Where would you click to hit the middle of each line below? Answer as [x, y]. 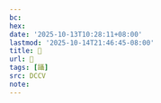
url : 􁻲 [22, 59]
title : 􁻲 [26, 51]
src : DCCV [28, 76]
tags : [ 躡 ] [29, 68]
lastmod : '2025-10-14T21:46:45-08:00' [82, 43]
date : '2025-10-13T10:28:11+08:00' [76, 34]
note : [19, 84]
